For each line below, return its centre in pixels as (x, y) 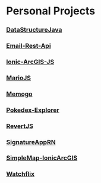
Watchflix (20, 174)
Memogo (19, 94)
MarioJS (19, 78)
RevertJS (20, 126)
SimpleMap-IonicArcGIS (42, 158)
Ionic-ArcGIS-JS (30, 62)
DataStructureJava (34, 30)
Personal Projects (51, 11)
